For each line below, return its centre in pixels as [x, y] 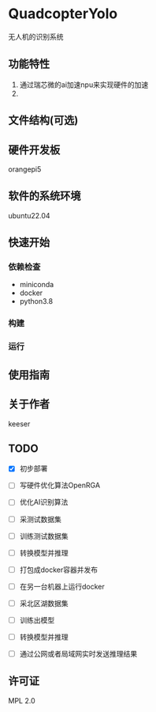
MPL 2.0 [22, 700]
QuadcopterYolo [63, 14]
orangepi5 [25, 169]
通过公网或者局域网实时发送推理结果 [78, 654]
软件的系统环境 [45, 196]
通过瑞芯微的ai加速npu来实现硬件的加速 [84, 85]
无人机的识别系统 [36, 36]
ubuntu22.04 [29, 215]
